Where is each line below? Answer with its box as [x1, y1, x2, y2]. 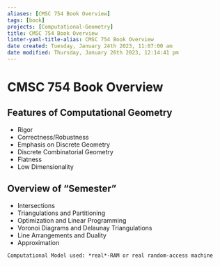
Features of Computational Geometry [7, 107, 173, 119]
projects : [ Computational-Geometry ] [7, 23, 113, 30]
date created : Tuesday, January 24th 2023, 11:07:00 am [7, 43, 173, 50]
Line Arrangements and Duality [17, 231, 107, 239]
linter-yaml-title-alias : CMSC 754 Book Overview [7, 36, 155, 43]
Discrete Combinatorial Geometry [17, 147, 113, 156]
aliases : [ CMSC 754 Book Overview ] [7, 10, 111, 17]
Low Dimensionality [17, 162, 74, 171]
